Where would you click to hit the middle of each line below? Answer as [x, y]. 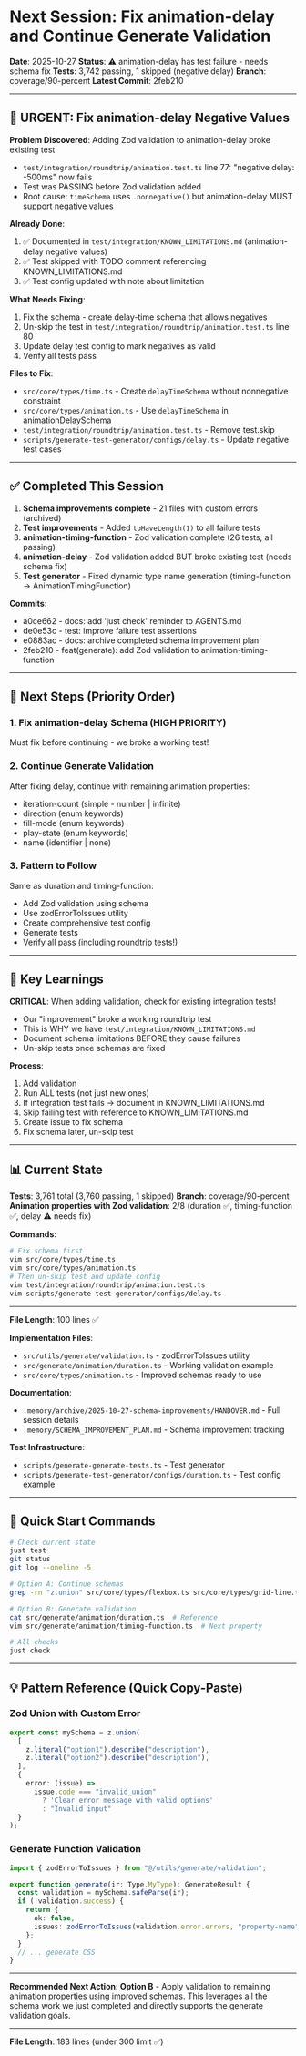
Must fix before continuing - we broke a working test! [109, 742]
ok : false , [54, 1918]
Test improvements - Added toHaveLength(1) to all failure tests [142, 527]
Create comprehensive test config [87, 923]
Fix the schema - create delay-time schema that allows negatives [145, 317]
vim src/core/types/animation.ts [73, 1268]
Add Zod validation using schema [85, 903]
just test [28, 1550]
